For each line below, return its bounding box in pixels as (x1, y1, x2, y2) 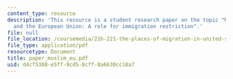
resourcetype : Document (7, 49, 76, 56)
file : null (7, 29, 39, 36)
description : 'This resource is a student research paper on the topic (7, 16, 218, 23)
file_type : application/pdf (7, 42, 89, 49)
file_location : (7, 36, 51, 43)
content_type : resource (7, 10, 76, 17)
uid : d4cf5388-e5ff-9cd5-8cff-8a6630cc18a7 (7, 61, 135, 68)
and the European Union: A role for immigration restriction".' (13, 23, 203, 30)
